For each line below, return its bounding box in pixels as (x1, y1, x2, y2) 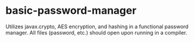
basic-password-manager (5, 4, 136, 17)
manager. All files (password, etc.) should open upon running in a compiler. (5, 29, 188, 36)
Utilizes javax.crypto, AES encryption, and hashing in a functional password (5, 23, 189, 30)
